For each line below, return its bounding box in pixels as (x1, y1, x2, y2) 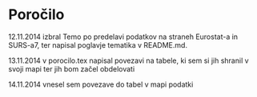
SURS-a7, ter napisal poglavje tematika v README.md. (8, 40, 188, 49)
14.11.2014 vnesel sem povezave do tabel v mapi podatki (8, 80, 194, 89)
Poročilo (8, 6, 65, 24)
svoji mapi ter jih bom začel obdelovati (8, 64, 135, 73)
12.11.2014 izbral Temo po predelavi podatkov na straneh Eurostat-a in (8, 32, 239, 41)
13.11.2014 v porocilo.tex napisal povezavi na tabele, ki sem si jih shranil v (8, 56, 250, 65)
